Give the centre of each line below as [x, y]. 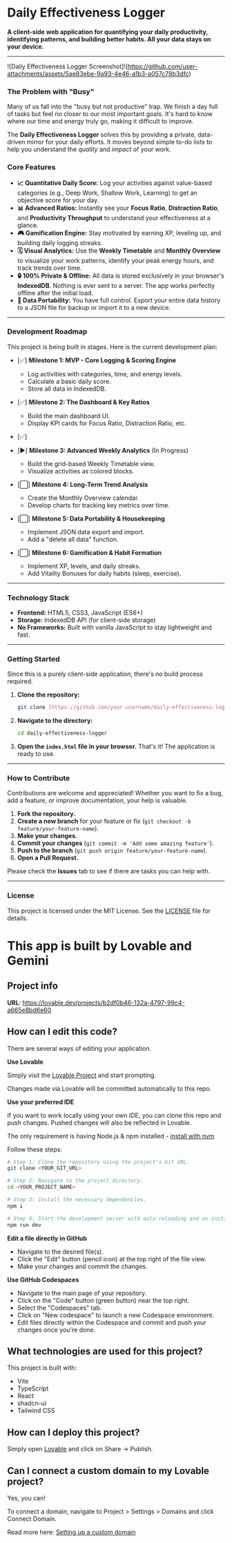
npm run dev [24, 1225]
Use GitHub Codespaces [43, 1279]
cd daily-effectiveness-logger [62, 733]
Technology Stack [38, 597]
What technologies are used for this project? [105, 1351]
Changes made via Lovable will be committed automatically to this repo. [109, 1088]
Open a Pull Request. [48, 858]
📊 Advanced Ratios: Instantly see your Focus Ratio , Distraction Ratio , [118, 208]
